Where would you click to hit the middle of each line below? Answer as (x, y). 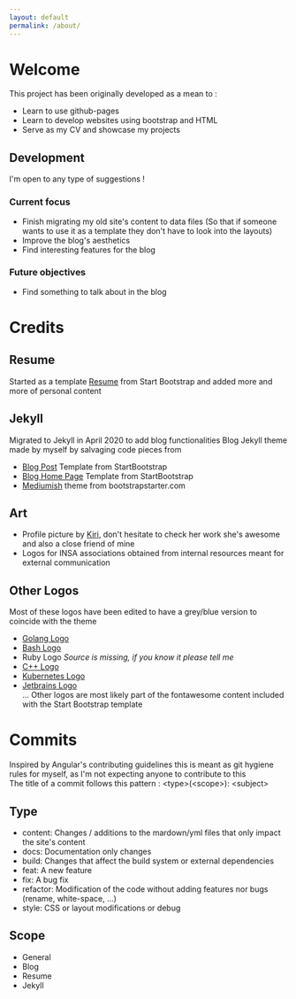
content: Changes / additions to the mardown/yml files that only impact (151, 832)
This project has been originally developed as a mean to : (114, 94)
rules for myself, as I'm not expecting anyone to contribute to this (128, 774)
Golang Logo (45, 639)
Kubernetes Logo (53, 676)
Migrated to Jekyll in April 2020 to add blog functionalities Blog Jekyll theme (148, 440)
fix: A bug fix (45, 880)
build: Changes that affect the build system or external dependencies (148, 861)
